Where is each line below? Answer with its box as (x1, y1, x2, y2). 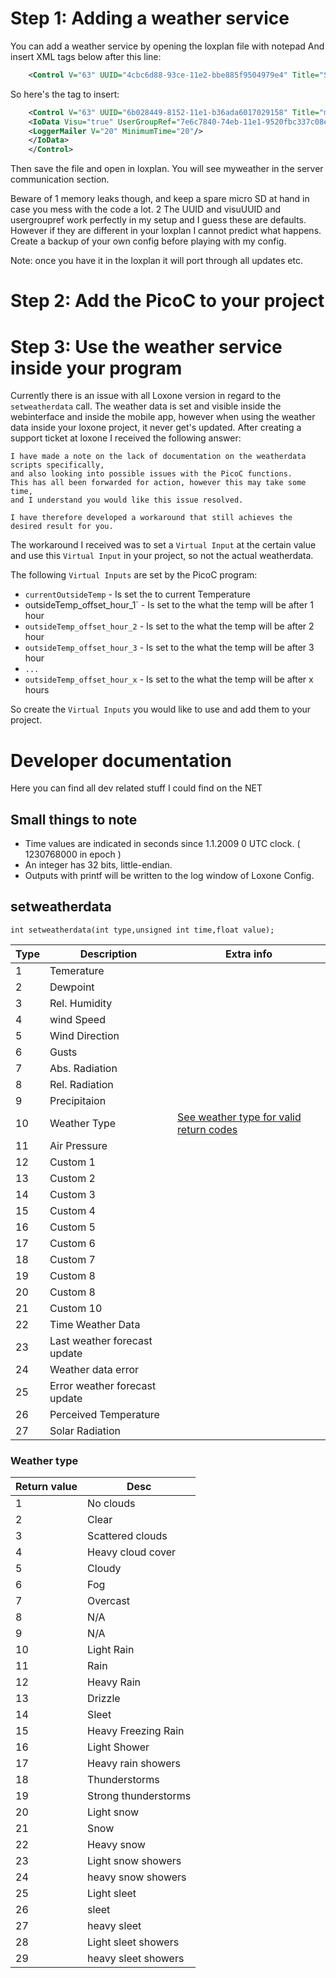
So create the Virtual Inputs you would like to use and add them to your (10, 703, 312, 716)
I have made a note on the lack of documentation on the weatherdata (10, 452, 307, 462)
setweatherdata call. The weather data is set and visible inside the (10, 400, 282, 412)
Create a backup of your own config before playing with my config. (10, 235, 287, 247)
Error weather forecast (49, 1378, 157, 1392)
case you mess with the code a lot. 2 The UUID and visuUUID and (10, 203, 282, 216)
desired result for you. (10, 522, 114, 532)
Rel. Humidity (49, 996, 113, 1010)
